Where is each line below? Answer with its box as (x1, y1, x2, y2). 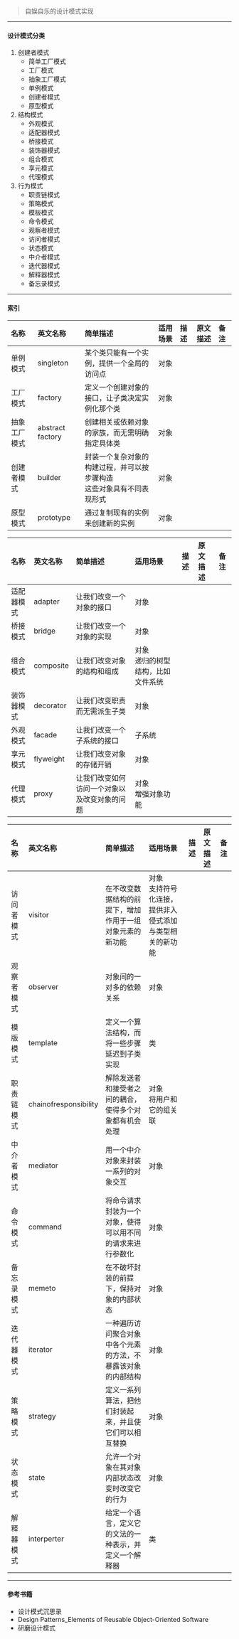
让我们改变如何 (75, 773, 127, 783)
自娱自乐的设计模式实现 (24, 7, 94, 15)
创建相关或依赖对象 (84, 417, 149, 427)
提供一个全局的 (98, 358, 149, 368)
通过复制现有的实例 (84, 508, 149, 518)
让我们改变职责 (75, 696, 127, 706)
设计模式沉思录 (17, 1607, 62, 1616)
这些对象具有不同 (84, 484, 142, 493)
